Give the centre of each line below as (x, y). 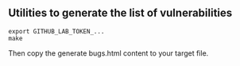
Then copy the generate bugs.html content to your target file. (108, 53)
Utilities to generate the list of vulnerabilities (120, 13)
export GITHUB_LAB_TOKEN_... (56, 31)
